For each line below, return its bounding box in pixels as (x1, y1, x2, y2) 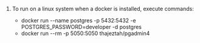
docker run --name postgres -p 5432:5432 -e (21, 17, 136, 24)
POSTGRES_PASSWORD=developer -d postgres (21, 24, 142, 30)
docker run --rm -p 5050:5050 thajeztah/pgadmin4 (21, 30, 150, 37)
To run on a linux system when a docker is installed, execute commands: (12, 5, 195, 12)
